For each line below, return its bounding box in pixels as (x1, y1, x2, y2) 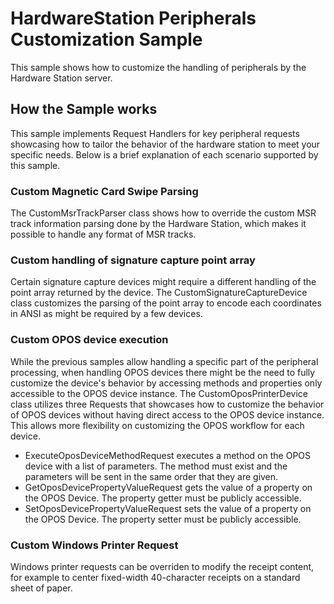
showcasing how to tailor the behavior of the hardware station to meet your (10, 138, 321, 150)
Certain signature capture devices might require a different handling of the (10, 276, 317, 288)
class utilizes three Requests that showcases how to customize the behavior (10, 398, 325, 410)
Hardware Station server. (10, 72, 113, 84)
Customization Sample (10, 28, 203, 51)
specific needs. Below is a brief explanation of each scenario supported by (10, 148, 319, 161)
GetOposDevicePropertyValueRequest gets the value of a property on (24, 481, 313, 493)
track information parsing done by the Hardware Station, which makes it (10, 218, 307, 230)
